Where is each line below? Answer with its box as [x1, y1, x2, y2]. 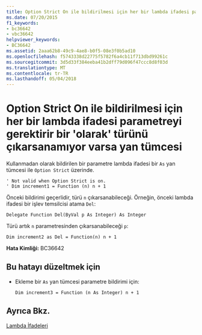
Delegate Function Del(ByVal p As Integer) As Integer [6, 212, 147, 218]
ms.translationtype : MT [6, 64, 66, 71]
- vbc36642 [6, 31, 34, 37]
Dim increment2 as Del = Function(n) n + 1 [6, 234, 117, 241]
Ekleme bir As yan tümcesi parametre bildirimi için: [14, 278, 139, 285]
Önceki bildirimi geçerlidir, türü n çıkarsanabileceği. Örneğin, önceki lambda [6, 194, 194, 201]
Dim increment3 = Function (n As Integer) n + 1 [14, 289, 139, 295]
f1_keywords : [6, 20, 39, 26]
